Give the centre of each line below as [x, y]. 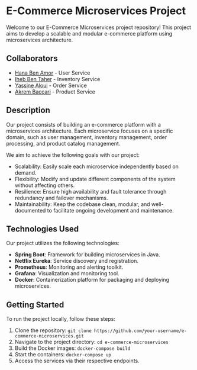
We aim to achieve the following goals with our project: [73, 155]
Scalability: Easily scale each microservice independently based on [97, 166]
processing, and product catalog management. [63, 143]
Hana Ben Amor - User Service [52, 73]
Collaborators [32, 58]
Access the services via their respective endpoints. [77, 361]
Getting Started [35, 305]
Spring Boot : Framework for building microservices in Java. [88, 255]
